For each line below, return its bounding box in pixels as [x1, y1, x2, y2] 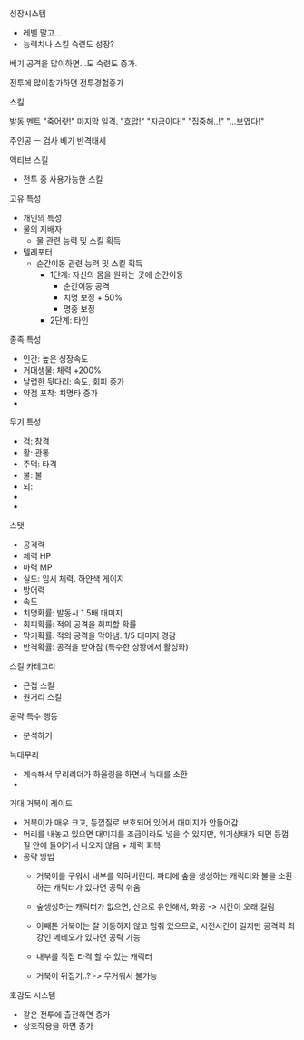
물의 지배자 [22, 224, 63, 235]
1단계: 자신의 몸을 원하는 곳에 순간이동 [49, 269, 184, 280]
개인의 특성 [22, 213, 63, 223]
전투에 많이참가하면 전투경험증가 [9, 77, 124, 88]
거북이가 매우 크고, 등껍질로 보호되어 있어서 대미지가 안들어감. [22, 817, 241, 827]
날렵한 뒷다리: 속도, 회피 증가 [22, 376, 125, 386]
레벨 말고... [22, 27, 62, 38]
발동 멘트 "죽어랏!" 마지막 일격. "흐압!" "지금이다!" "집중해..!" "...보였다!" [9, 116, 265, 126]
